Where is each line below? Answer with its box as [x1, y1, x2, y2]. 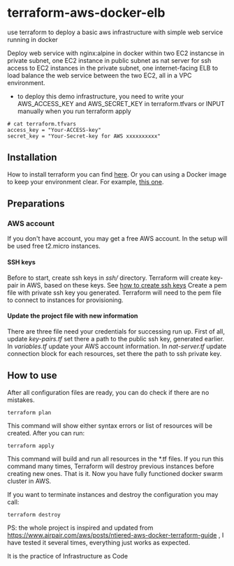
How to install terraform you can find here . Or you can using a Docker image [7, 170, 227, 179]
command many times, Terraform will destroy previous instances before [7, 462, 214, 470]
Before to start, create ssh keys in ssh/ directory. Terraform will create [7, 274, 209, 282]
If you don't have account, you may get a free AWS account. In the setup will [7, 234, 228, 243]
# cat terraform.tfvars [7, 120, 77, 127]
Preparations [7, 198, 65, 210]
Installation [7, 151, 57, 163]
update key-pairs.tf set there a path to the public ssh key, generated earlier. [7, 334, 225, 343]
